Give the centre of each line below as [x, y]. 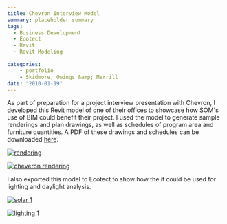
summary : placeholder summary [51, 20]
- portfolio [36, 70]
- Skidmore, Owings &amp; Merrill [69, 77]
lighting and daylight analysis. [49, 187]
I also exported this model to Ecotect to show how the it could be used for [112, 179]
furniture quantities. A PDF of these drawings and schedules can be [103, 132]
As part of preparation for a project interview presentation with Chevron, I [111, 103]
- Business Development [47, 33]
